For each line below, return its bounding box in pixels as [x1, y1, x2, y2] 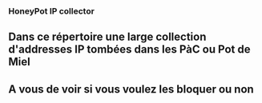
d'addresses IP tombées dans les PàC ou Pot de [8, 42, 251, 57]
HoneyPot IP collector [8, 6, 95, 17]
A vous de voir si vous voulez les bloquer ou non [8, 82, 254, 96]
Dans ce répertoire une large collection [8, 30, 207, 44]
